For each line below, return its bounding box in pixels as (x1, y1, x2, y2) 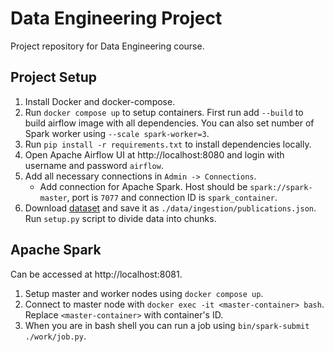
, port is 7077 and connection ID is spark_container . (66, 191, 278, 203)
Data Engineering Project (10, 7, 223, 30)
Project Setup (10, 69, 98, 86)
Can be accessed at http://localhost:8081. (10, 268, 183, 280)
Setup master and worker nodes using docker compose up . (24, 287, 264, 299)
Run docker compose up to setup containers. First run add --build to (24, 106, 304, 118)
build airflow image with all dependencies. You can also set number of (24, 117, 315, 129)
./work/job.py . (24, 330, 87, 342)
